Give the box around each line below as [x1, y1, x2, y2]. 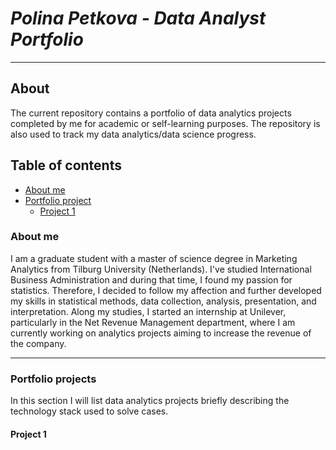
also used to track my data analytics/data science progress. [10, 128, 257, 140]
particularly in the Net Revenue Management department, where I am [10, 316, 296, 328]
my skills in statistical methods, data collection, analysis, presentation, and [10, 295, 317, 307]
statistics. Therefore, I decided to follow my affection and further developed [10, 284, 322, 296]
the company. [10, 337, 67, 349]
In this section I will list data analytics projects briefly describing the [10, 395, 290, 407]
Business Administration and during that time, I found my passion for [10, 273, 293, 286]
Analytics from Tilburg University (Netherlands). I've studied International [10, 263, 312, 275]
